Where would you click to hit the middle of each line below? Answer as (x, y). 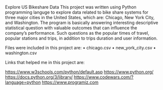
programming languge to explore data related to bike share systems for (77, 12)
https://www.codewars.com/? (104, 77)
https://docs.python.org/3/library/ (39, 77)
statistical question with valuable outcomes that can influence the (71, 28)
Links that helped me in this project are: (45, 62)
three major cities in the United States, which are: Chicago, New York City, (80, 17)
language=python (23, 82)
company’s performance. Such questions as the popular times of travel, (77, 33)
